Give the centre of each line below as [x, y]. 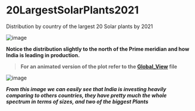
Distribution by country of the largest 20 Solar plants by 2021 [80, 26]
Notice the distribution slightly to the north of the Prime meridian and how [98, 49]
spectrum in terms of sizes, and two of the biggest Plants [77, 101]
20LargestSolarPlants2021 [73, 10]
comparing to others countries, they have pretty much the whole [86, 95]
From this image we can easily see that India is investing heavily [86, 89]
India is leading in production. [43, 55]
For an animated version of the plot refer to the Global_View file [99, 66]
